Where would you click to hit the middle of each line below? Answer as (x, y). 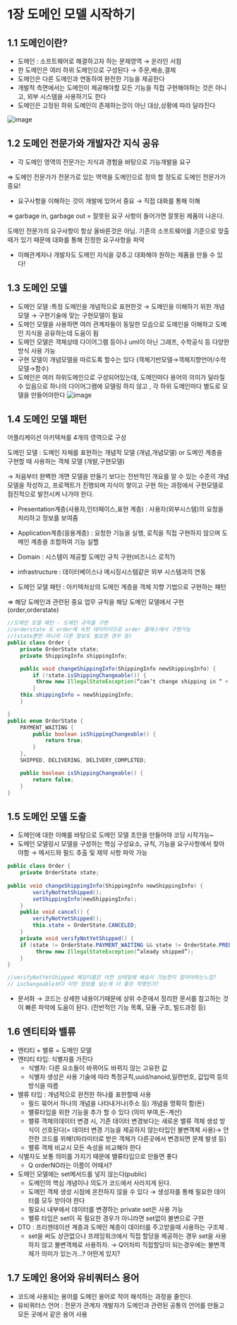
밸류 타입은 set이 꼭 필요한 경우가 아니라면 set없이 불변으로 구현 (116, 1218)
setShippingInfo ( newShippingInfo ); (85, 899)
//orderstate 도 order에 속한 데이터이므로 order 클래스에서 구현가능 (99, 630)
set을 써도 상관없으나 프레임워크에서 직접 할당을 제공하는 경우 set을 (121, 1236)
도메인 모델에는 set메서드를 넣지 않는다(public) (82, 1174)
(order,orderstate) (33, 610)
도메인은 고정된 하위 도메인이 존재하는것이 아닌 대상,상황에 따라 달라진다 (116, 105)
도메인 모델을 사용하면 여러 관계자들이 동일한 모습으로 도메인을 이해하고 (115, 324)
